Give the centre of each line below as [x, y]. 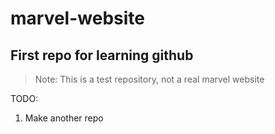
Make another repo [64, 118]
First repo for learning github [102, 55]
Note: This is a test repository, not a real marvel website [149, 79]
